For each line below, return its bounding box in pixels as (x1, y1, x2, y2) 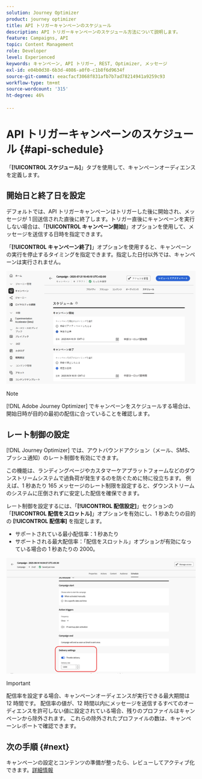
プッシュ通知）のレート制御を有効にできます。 (6, 454, 122, 462)
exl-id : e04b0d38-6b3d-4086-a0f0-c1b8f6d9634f (6, 67, 125, 73)
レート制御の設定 (6, 429, 70, 440)
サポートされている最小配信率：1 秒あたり (14, 530, 119, 538)
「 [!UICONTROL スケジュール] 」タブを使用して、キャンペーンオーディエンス (6, 164, 196, 171)
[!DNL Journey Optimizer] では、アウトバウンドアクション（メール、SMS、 (6, 447, 194, 454)
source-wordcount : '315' (6, 86, 69, 92)
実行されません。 (22, 258, 64, 265)
